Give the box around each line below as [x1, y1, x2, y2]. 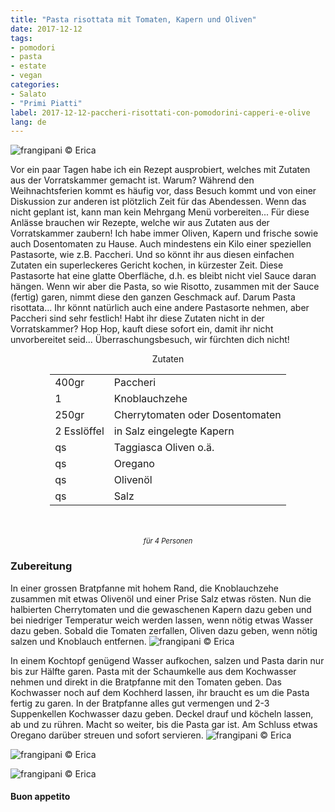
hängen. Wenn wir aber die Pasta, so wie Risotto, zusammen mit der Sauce [10, 281, 320, 293]
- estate [10, 61, 47, 71]
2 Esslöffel [54, 424, 105, 438]
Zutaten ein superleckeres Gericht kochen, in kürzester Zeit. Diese [10, 259, 284, 271]
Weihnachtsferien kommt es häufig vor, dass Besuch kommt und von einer [10, 185, 317, 197]
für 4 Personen [143, 536, 193, 546]
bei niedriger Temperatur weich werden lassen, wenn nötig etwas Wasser [10, 614, 314, 626]
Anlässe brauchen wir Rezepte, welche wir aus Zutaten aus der [10, 217, 270, 229]
